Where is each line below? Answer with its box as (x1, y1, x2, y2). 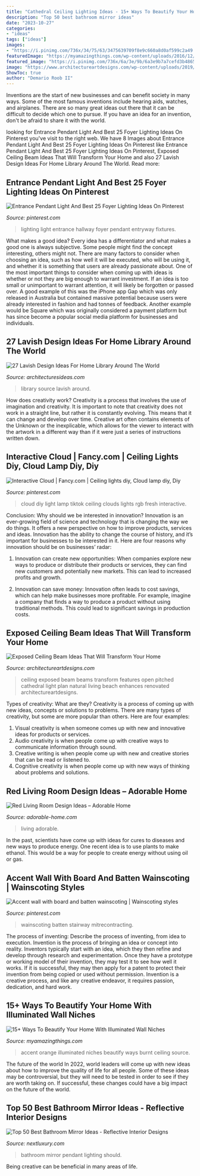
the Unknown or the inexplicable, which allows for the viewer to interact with (6, 421, 193, 429)
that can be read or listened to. (14, 756, 90, 764)
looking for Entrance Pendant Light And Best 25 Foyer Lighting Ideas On (6, 129, 183, 136)
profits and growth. (14, 573, 62, 581)
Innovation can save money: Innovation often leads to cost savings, (14, 585, 180, 592)
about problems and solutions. (14, 769, 90, 776)
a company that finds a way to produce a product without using (14, 598, 171, 605)
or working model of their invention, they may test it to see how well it (6, 958, 177, 965)
